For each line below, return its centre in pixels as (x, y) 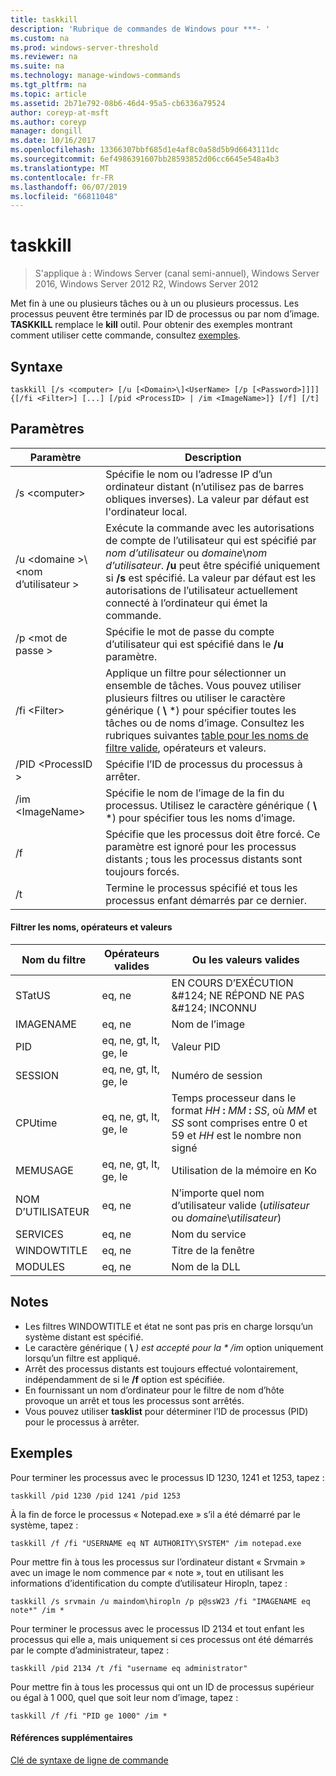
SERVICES (39, 1234)
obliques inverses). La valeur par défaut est (207, 499)
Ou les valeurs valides (245, 960)
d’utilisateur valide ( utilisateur (240, 1206)
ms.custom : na (40, 38)
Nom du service (209, 1234)
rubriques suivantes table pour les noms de (207, 735)
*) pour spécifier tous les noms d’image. (200, 818)
